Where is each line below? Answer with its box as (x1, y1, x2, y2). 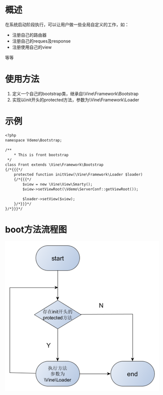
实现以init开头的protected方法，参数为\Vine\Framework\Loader (12, 96, 140, 103)
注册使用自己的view (12, 44, 52, 50)
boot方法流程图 (5, 224, 67, 235)
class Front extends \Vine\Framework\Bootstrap (5, 162, 104, 167)
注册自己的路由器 (12, 32, 47, 38)
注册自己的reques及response (12, 38, 71, 44)
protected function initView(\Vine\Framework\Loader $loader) (14, 172, 143, 177)
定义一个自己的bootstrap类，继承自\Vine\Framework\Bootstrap (12, 91, 139, 96)
